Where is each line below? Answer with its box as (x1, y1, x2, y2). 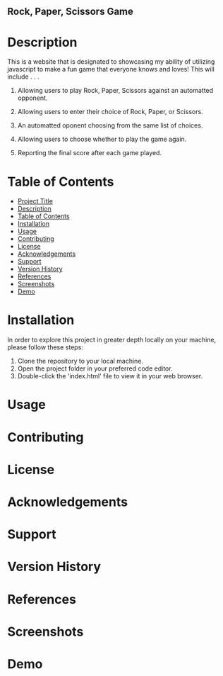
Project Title (17, 197, 53, 205)
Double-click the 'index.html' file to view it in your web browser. (17, 372, 203, 381)
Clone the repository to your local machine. (17, 357, 143, 366)
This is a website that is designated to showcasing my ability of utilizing (7, 57, 215, 66)
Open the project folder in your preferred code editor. (17, 364, 173, 373)
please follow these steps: (7, 343, 83, 351)
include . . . (7, 72, 40, 81)
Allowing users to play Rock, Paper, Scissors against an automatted (17, 86, 214, 95)
